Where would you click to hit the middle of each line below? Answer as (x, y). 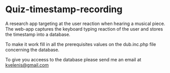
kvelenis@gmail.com (27, 65)
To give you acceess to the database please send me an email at (73, 59)
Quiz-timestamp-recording (64, 9)
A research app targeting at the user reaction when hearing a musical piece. (85, 23)
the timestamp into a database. (38, 34)
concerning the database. (32, 50)
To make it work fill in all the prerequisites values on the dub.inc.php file (81, 44)
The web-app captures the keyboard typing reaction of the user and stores (84, 29)
